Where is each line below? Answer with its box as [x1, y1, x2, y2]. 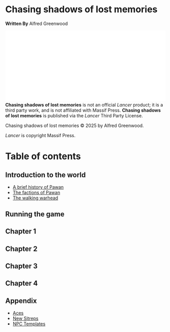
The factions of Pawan [12, 190, 60, 196]
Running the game [5, 210, 65, 218]
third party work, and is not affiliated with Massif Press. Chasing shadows [5, 107, 161, 113]
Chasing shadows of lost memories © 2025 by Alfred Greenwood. [5, 122, 144, 129]
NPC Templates [12, 321, 46, 327]
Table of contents [5, 150, 81, 162]
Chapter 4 [5, 279, 38, 288]
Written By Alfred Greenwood [5, 20, 68, 27]
